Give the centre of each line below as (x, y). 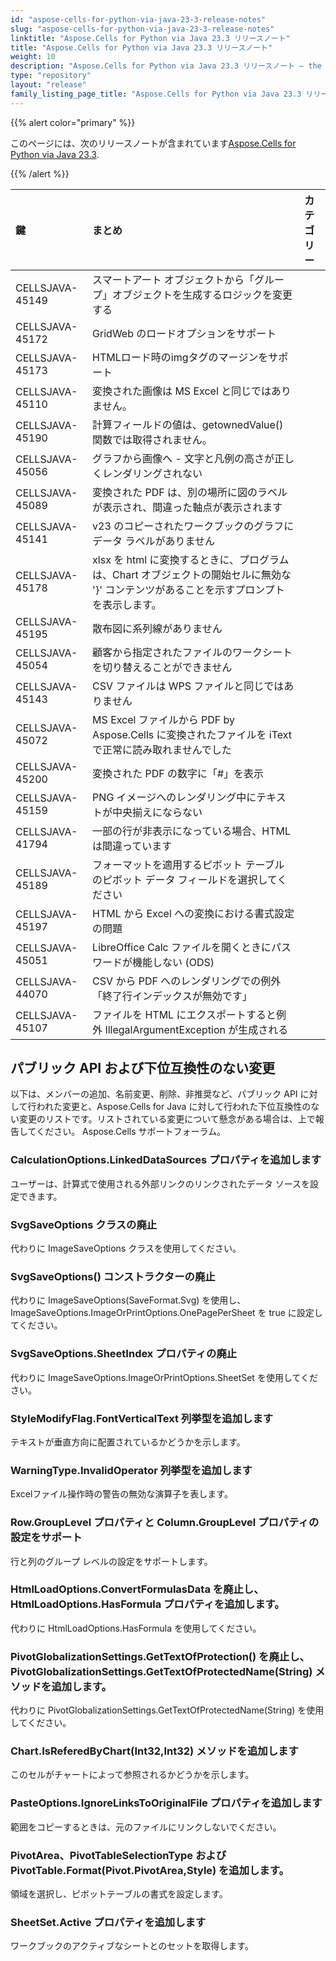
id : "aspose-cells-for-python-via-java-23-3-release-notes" (138, 19)
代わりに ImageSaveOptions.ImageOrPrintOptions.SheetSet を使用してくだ (164, 1377)
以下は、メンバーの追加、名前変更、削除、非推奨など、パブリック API (154, 1094)
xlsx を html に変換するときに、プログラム (191, 559)
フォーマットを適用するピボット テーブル (188, 864)
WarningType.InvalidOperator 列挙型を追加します (131, 1470)
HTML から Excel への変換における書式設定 (193, 913)
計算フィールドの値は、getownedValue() (188, 424)
